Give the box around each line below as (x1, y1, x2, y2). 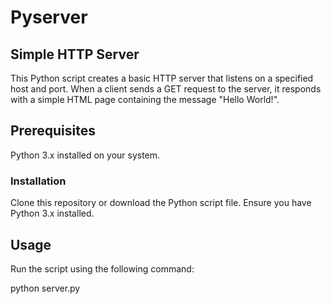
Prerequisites (10, 122, 96, 140)
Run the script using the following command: (10, 262, 195, 275)
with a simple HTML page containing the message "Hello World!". (10, 94, 280, 105)
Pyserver (10, 6, 88, 29)
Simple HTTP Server (10, 46, 140, 63)
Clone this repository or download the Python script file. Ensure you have (10, 197, 312, 209)
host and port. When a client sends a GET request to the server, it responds (10, 83, 322, 95)
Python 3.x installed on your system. (10, 149, 161, 161)
